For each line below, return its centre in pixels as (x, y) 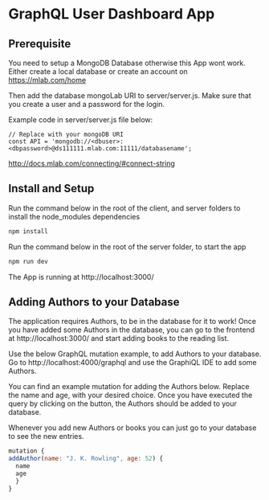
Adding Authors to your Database (94, 302)
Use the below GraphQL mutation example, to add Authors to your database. (135, 354)
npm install (28, 231)
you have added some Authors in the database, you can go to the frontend (132, 330)
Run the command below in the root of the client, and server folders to (124, 208)
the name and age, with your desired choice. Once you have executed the (130, 395)
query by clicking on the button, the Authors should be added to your (122, 404)
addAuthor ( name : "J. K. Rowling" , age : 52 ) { (86, 459)
